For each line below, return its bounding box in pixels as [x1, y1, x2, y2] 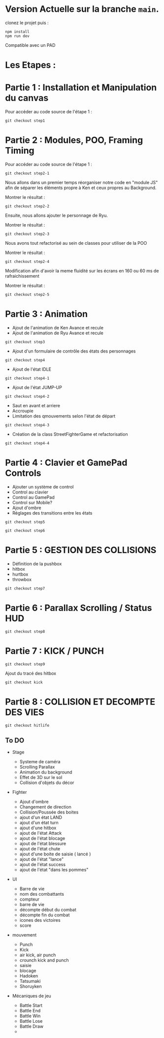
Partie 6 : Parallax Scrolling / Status [5, 602, 152, 614]
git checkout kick [5, 680, 43, 685]
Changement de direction [19, 804, 71, 810]
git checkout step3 [5, 339, 45, 344]
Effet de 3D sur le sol [19, 775, 63, 780]
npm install [5, 29, 30, 34]
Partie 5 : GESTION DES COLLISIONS [5, 545, 157, 556]
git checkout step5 [5, 519, 45, 524]
